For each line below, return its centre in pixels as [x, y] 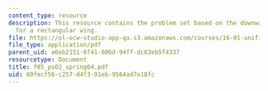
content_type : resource [48, 15]
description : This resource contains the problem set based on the [123, 23]
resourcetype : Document [48, 60]
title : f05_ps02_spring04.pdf [59, 67]
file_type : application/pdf [55, 45]
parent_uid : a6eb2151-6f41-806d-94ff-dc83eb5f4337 [94, 52]
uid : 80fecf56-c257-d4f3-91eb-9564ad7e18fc [82, 74]
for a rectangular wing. [57, 30]
